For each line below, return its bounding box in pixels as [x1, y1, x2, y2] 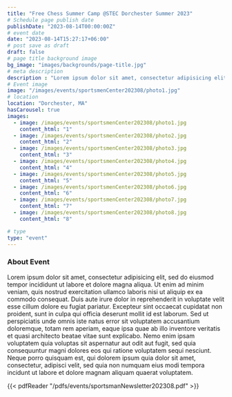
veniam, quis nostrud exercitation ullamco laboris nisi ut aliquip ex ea [7, 287, 203, 296]
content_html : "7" [19, 203, 72, 210]
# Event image [7, 81, 48, 88]
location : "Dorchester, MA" [7, 100, 88, 107]
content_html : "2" [19, 139, 72, 146]
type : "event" [7, 234, 48, 242]
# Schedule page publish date [7, 17, 95, 23]
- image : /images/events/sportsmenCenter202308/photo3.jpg [13, 145, 187, 152]
